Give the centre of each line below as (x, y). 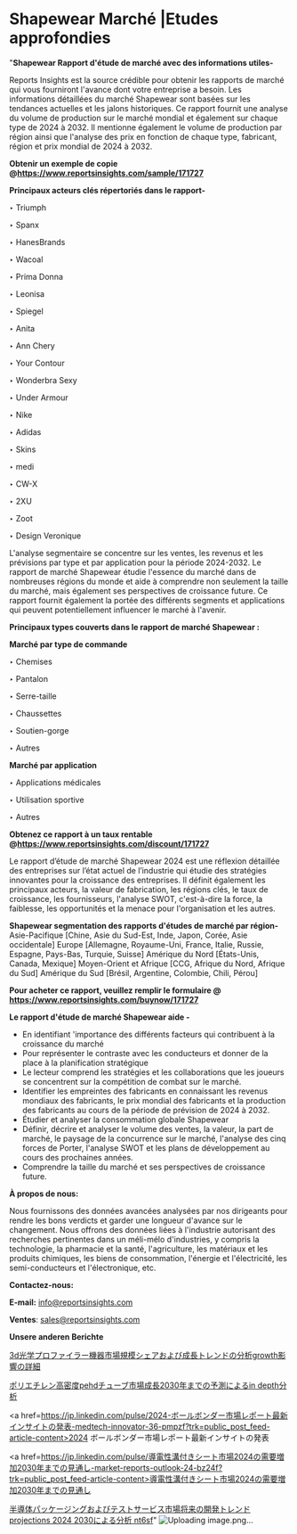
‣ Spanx (24, 225)
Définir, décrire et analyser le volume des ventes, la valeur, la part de (148, 1128)
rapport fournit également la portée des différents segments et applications (147, 600)
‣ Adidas (25, 431)
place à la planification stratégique (85, 1062)
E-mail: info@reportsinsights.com (71, 1302)
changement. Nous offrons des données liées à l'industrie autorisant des (142, 1229)
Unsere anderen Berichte (56, 1336)
